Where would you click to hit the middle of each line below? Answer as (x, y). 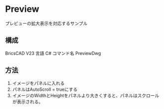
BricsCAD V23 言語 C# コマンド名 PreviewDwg (53, 53)
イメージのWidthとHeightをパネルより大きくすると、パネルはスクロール (86, 95)
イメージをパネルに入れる (38, 83)
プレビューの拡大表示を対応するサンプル (46, 23)
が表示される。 (27, 102)
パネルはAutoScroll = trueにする (45, 89)
